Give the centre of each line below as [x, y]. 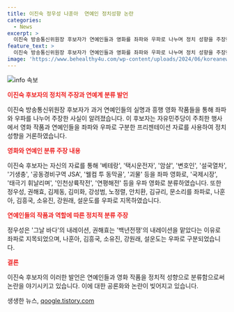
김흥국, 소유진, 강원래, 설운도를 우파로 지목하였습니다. [89, 200]
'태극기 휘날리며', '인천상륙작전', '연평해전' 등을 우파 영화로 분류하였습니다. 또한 [114, 183]
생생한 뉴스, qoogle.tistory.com [51, 300]
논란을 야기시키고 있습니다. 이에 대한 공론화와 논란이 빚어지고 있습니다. [103, 285]
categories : [24, 20]
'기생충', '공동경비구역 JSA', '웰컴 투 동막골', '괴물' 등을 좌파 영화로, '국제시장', [112, 174]
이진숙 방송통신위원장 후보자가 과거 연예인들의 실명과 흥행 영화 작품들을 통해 [110, 110]
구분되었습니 [204, 239]
